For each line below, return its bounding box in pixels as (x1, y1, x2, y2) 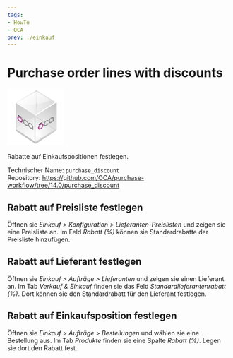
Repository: (7, 174, 41, 182)
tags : (7, 11, 23, 18)
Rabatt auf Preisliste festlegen (7, 201, 143, 213)
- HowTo (7, 18, 30, 26)
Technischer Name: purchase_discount (7, 166, 120, 174)
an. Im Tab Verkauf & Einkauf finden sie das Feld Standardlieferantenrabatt (7, 282, 227, 290)
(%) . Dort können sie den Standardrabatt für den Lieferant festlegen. (7, 290, 207, 298)
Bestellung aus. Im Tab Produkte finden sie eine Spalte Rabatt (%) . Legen (7, 336, 221, 345)
